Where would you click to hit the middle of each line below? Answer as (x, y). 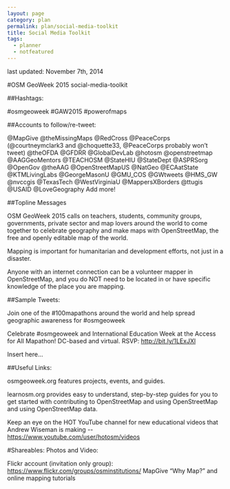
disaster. (19, 258)
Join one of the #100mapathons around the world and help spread (101, 313)
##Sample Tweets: (34, 299)
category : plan (29, 20)
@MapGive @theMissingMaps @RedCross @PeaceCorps (89, 138)
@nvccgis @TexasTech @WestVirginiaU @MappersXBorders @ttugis (105, 182)
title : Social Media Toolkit (49, 33)
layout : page (26, 13)
